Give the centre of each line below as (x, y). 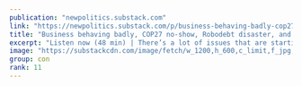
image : (22, 51)
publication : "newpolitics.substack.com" (88, 17)
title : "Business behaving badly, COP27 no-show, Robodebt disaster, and (151, 34)
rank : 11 (26, 68)
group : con (30, 59)
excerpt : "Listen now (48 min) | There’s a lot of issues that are (138, 43)
